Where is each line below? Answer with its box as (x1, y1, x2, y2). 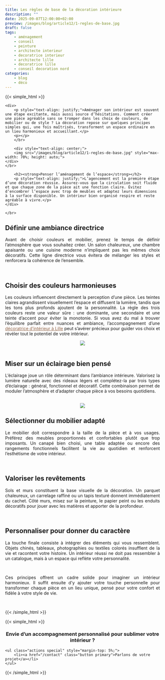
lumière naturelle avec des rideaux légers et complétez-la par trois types (5, 378, 160, 384)
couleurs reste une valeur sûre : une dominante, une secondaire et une (5, 310, 160, 316)
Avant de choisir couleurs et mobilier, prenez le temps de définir (5, 236, 160, 243)
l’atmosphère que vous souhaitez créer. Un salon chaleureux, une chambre (5, 242, 160, 248)
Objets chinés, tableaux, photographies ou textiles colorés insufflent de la (5, 545, 160, 551)
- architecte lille (14, 57, 54, 62)
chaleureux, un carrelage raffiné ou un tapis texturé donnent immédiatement (5, 493, 160, 498)
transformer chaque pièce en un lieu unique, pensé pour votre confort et (5, 585, 160, 591)
